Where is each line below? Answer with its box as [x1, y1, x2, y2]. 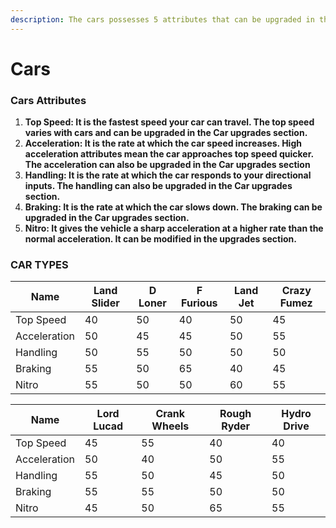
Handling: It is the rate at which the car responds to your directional [24, 169, 312, 181]
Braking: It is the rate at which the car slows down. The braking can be [24, 201, 323, 213]
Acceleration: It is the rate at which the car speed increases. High [24, 137, 302, 150]
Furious [181, 296, 218, 310]
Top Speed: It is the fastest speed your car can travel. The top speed [24, 116, 315, 128]
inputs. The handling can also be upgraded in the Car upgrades [24, 180, 293, 192]
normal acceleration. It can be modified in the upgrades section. [24, 233, 297, 245]
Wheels [151, 419, 190, 433]
